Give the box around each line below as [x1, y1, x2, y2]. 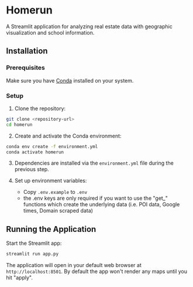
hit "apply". [6, 274, 33, 281]
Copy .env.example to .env [23, 189, 88, 196]
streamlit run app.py [6, 251, 59, 257]
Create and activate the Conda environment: [14, 132, 122, 139]
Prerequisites [6, 64, 45, 72]
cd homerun [6, 121, 33, 128]
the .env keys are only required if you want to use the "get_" [23, 194, 168, 202]
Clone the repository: [14, 105, 66, 112]
